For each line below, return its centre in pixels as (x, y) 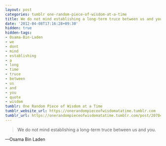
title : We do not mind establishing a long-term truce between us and (79, 19)
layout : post (19, 10)
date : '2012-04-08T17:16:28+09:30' (42, 24)
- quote (13, 97)
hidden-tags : (19, 33)
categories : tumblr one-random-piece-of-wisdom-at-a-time (66, 14)
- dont (12, 47)
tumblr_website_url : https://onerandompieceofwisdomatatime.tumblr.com (80, 111)
